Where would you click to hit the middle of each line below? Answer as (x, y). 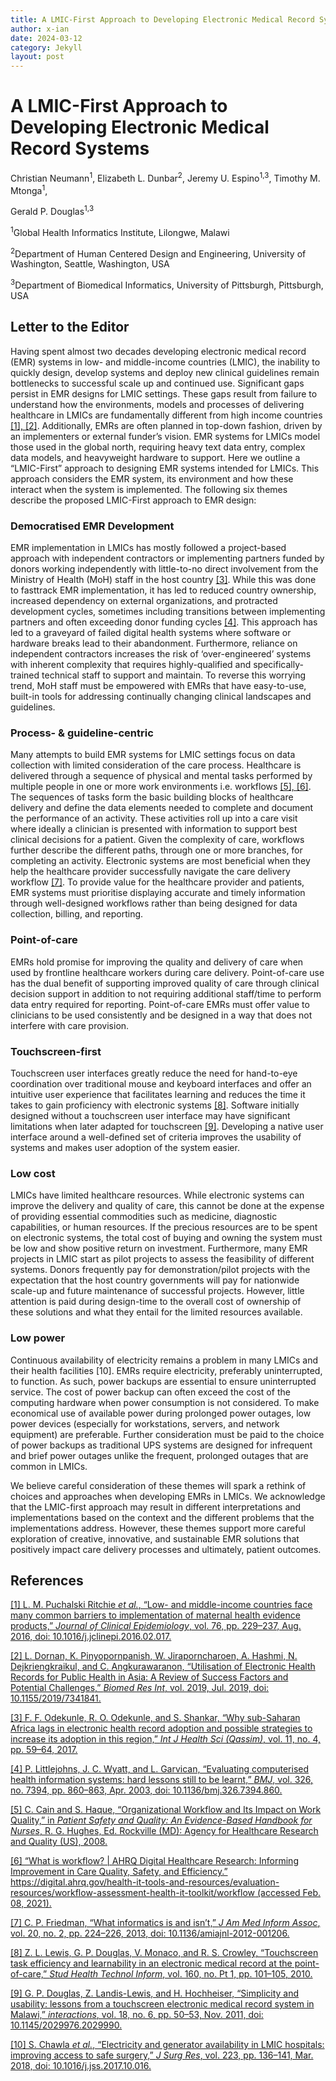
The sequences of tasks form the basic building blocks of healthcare (152, 797)
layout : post (37, 57)
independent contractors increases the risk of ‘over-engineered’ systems (161, 654)
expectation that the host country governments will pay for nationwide (155, 1280)
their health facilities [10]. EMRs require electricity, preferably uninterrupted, (166, 1370)
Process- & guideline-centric (82, 733)
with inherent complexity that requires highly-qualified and (131, 665)
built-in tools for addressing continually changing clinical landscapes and (161, 697)
